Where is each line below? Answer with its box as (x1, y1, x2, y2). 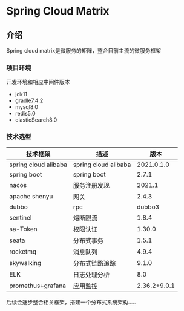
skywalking (9, 258, 42, 267)
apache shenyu (9, 192, 53, 200)
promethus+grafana (9, 281, 67, 290)
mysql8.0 (15, 103, 38, 111)
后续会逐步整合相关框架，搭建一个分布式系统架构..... (6, 298, 136, 306)
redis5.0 (15, 110, 36, 117)
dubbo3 (137, 203, 160, 211)
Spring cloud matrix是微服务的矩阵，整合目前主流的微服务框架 (6, 47, 162, 54)
